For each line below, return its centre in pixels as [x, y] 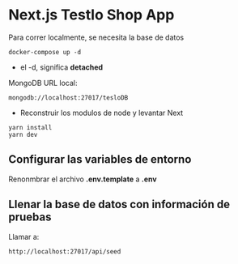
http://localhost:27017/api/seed [65, 251]
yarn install [30, 127]
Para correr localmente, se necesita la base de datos [96, 37]
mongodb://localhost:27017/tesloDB [68, 98]
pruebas [30, 217]
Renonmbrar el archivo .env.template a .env [83, 179]
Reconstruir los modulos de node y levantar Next [102, 113]
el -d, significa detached [62, 67]
